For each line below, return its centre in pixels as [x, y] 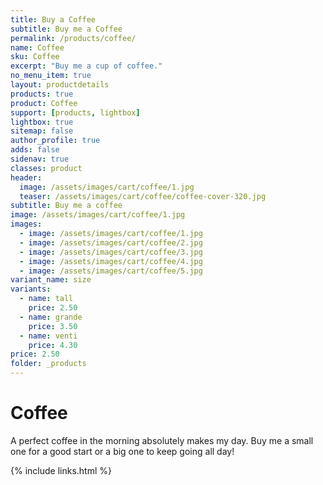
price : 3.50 [53, 326]
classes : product [46, 168]
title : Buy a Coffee [53, 19]
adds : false [35, 150]
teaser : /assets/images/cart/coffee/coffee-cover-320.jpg [143, 196]
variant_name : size [51, 280]
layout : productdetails [60, 85]
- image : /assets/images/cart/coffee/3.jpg [111, 252]
